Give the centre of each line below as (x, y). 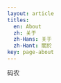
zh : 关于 (25, 33)
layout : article (31, 13)
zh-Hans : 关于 (33, 39)
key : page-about (31, 53)
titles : (18, 20)
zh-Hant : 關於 (33, 46)
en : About (27, 26)
